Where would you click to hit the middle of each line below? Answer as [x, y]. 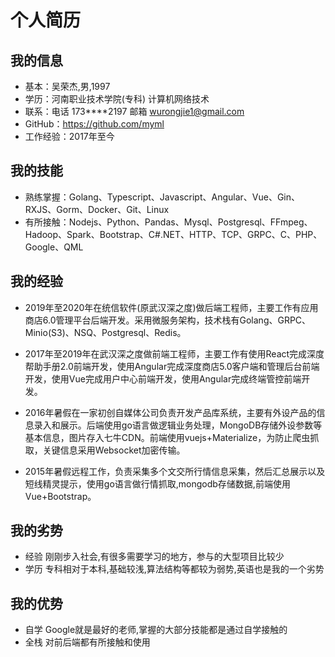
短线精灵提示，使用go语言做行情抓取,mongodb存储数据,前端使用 [157, 483]
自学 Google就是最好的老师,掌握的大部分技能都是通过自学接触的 [156, 630]
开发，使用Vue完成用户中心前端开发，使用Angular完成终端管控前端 [163, 378]
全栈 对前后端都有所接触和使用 [87, 642]
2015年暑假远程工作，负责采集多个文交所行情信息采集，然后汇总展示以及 [175, 471]
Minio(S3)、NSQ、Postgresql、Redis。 [105, 332]
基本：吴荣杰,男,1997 [67, 86]
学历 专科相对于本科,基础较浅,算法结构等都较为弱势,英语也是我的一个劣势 [174, 569]
